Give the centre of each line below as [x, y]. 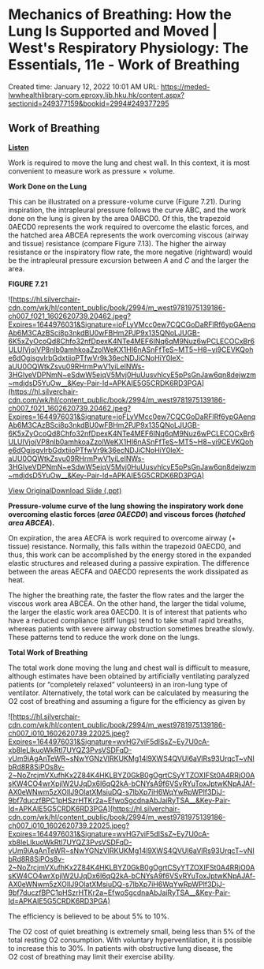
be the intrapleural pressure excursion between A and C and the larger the [129, 260]
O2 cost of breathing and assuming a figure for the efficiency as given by [127, 701]
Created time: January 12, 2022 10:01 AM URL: [84, 86]
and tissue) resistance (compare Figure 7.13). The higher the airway [117, 243]
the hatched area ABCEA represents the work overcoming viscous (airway [128, 235]
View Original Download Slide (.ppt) [65, 490]
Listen [19, 147]
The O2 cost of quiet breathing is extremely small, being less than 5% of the [132, 931]
